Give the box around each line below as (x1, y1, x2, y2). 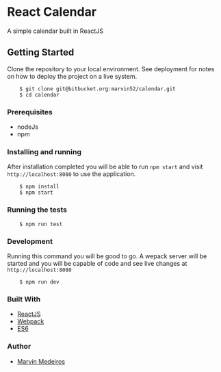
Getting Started (7, 47, 75, 58)
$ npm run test (19, 221, 63, 227)
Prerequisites (7, 107, 53, 116)
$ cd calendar (19, 91, 60, 98)
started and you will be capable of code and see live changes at (7, 259, 187, 267)
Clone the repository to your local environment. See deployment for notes (7, 64, 215, 73)
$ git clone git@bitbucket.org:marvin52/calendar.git (19, 85, 176, 92)
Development (7, 236, 53, 246)
